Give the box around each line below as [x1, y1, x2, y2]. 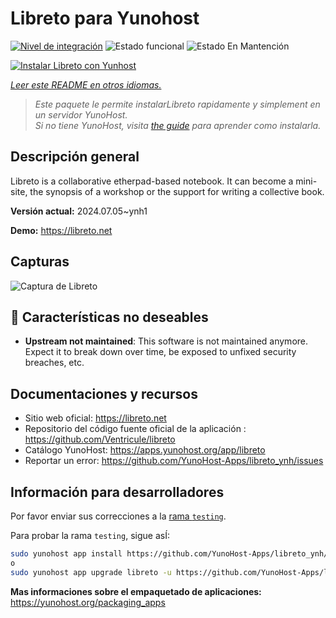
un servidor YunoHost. [34, 108, 128, 121]
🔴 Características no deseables [10, 308, 209, 326]
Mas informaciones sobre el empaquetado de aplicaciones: [10, 585, 262, 597]
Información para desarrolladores [10, 483, 225, 501]
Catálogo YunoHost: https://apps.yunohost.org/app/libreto [24, 444, 266, 456]
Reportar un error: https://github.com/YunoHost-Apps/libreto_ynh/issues [24, 455, 324, 467]
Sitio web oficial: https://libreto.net [24, 412, 167, 424]
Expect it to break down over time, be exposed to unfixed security [24, 346, 297, 358]
